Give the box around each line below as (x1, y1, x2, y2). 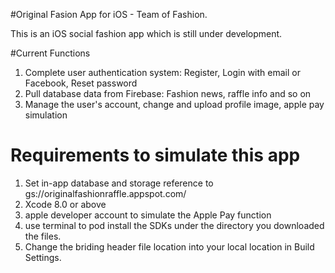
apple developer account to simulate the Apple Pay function (24, 209, 272, 221)
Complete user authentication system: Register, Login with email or (24, 67, 301, 78)
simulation (24, 109, 68, 121)
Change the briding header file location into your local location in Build (24, 240, 315, 253)
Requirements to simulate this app (10, 144, 301, 167)
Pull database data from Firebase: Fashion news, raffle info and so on (24, 88, 312, 99)
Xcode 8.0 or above (24, 198, 107, 210)
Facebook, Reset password (24, 77, 138, 89)
